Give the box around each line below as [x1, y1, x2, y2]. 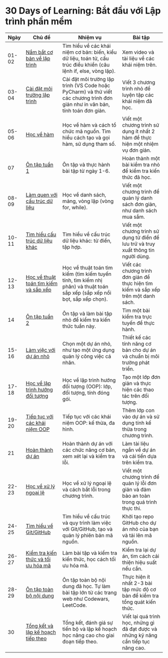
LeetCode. [62, 601, 87, 608]
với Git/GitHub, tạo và [62, 525, 113, 532]
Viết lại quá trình [122, 613, 160, 620]
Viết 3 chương [122, 78, 155, 85]
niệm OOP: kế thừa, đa [62, 419, 115, 426]
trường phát [122, 359, 150, 366]
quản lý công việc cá [62, 352, 111, 359]
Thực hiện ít [122, 573, 150, 580]
